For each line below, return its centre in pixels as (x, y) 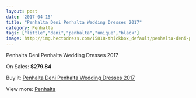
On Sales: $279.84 (29, 66)
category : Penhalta (30, 28)
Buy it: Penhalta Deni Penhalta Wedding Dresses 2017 (71, 78)
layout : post (22, 11)
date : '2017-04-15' (30, 17)
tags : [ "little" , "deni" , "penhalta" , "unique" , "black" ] (73, 33)
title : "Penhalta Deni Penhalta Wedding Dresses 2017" (74, 22)
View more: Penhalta (31, 89)
